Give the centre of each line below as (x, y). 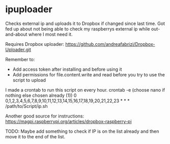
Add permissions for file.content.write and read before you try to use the (89, 74)
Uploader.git (18, 49)
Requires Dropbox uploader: (35, 44)
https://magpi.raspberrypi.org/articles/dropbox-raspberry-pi (68, 121)
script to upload (29, 80)
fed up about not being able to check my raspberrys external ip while (78, 28)
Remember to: (20, 59)
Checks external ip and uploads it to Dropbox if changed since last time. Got (85, 23)
